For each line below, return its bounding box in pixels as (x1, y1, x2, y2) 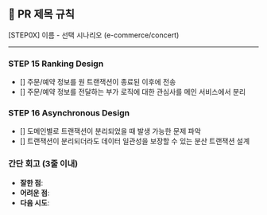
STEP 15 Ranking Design (8, 58, 104, 69)
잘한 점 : (19, 178, 44, 187)
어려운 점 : (19, 188, 50, 197)
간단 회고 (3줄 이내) (8, 158, 78, 170)
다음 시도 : (19, 197, 50, 207)
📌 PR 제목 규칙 (8, 7, 75, 21)
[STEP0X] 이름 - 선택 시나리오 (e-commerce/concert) (8, 30, 180, 40)
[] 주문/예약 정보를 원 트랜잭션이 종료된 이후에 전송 (19, 77, 176, 87)
